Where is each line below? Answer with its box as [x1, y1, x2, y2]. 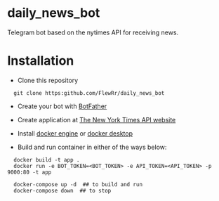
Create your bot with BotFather [17, 102, 107, 110]
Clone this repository [17, 76, 79, 84]
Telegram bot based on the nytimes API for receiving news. [7, 28, 179, 37]
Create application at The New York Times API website [17, 115, 176, 124]
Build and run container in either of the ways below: [17, 143, 167, 151]
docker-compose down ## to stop [13, 187, 112, 194]
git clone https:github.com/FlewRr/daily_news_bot [13, 89, 165, 96]
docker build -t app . [13, 156, 80, 163]
